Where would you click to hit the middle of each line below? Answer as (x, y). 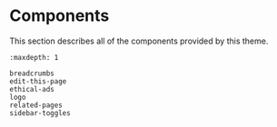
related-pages (36, 105)
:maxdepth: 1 (34, 57)
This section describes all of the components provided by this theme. (139, 41)
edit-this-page (38, 81)
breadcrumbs (32, 73)
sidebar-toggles (40, 113)
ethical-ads (32, 89)
